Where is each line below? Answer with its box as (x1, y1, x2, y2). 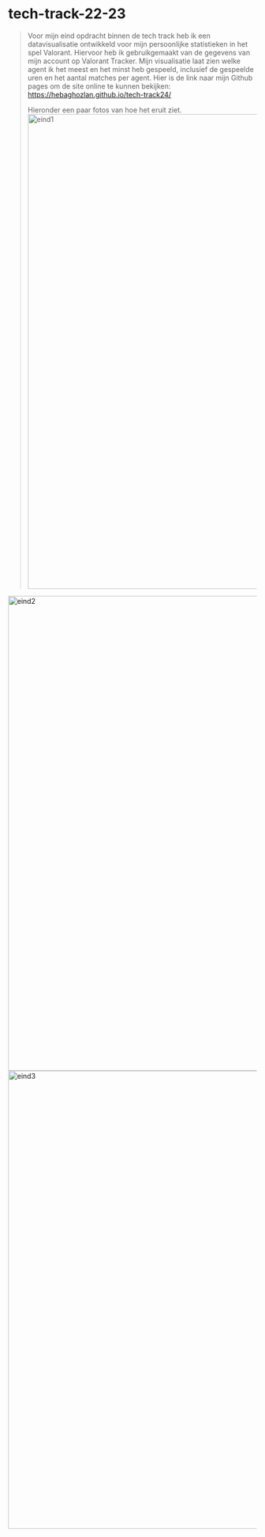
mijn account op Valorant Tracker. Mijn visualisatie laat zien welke (27, 56, 241, 66)
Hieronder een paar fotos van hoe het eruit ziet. (27, 104, 183, 115)
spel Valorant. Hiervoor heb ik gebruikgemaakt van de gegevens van (27, 47, 251, 57)
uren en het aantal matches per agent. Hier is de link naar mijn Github (27, 73, 253, 82)
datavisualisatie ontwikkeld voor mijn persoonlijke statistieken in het (27, 39, 248, 48)
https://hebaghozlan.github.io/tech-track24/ (27, 89, 172, 99)
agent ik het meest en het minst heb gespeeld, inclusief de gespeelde (27, 64, 254, 74)
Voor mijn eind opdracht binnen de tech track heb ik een (27, 31, 211, 40)
